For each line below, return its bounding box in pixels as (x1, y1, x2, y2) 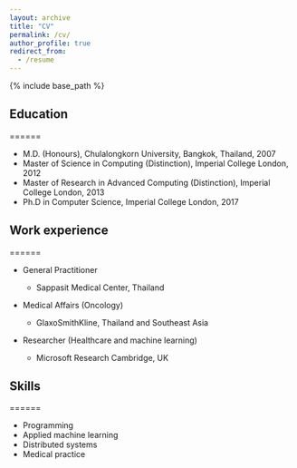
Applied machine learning (22, 430, 119, 441)
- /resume (17, 55, 54, 64)
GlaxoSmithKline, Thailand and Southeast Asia (35, 317, 209, 327)
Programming (22, 420, 74, 431)
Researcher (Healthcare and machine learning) (22, 335, 197, 346)
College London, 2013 (22, 187, 105, 198)
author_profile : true (9, 38, 91, 48)
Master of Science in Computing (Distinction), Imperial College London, (22, 158, 289, 169)
